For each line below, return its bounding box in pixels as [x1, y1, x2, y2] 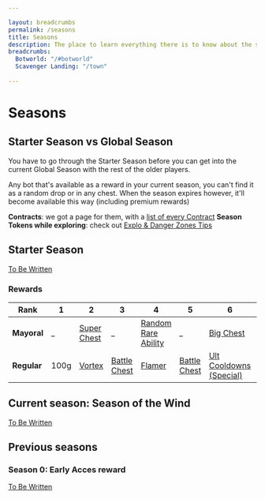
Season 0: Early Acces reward [8, 463, 126, 475]
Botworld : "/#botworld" [15, 55, 93, 63]
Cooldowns [208, 360, 252, 371]
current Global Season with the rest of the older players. [8, 164, 191, 174]
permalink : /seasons [8, 25, 77, 34]
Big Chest [208, 327, 245, 338]
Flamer [140, 360, 167, 371]
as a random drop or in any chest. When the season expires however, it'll [8, 188, 244, 197]
